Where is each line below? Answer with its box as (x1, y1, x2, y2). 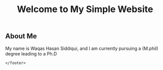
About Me (5, 32, 37, 41)
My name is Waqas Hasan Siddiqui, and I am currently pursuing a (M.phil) (5, 45, 158, 51)
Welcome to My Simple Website (17, 4, 153, 15)
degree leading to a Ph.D (5, 50, 57, 56)
